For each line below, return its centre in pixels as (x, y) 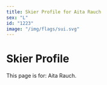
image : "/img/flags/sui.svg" (43, 29)
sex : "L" (17, 18)
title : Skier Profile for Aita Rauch (54, 12)
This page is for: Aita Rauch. (41, 76)
